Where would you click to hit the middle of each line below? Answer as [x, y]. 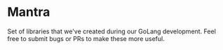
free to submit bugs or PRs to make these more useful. [86, 38]
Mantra [29, 12]
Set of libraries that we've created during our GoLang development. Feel [111, 31]
